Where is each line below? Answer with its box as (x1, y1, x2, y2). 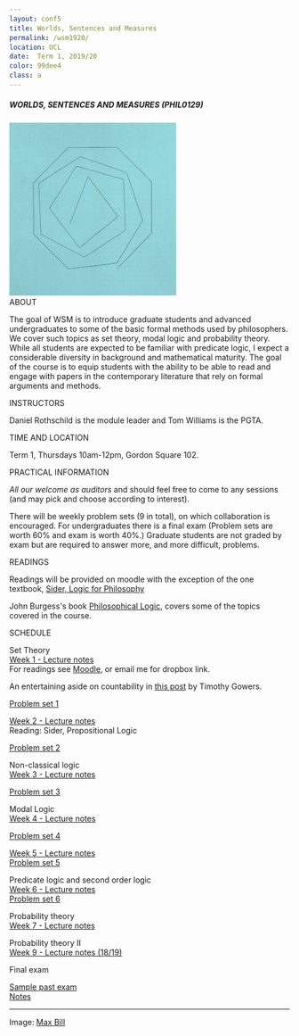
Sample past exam (9, 982, 77, 992)
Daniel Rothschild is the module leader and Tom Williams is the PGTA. (9, 415, 264, 426)
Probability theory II (9, 938, 82, 949)
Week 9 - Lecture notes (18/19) (9, 947, 123, 958)
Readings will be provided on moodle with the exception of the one (9, 574, 255, 584)
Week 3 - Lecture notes (9, 769, 96, 780)
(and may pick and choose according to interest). (9, 493, 190, 504)
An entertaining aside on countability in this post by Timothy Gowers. (9, 681, 263, 692)
